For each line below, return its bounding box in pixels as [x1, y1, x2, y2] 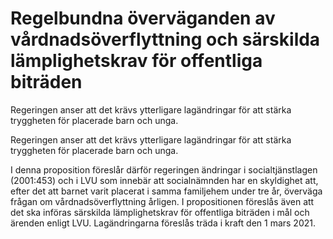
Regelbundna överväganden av [10, 7, 276, 30]
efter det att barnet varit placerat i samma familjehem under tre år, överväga [10, 185, 323, 197]
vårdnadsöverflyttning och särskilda [10, 28, 321, 51]
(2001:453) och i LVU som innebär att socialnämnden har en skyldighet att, [10, 174, 319, 186]
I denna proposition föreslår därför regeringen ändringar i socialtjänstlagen [10, 163, 318, 176]
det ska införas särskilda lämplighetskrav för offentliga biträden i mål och [10, 206, 310, 218]
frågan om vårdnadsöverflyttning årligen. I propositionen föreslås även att [10, 195, 315, 207]
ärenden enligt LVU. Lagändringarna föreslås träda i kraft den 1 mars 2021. [10, 217, 316, 229]
